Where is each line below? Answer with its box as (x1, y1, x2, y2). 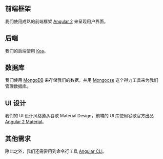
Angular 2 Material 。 (5, 119, 46, 125)
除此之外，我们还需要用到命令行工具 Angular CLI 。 (5, 148, 107, 154)
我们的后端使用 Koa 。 (5, 48, 49, 53)
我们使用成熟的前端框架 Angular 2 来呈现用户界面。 (5, 18, 108, 24)
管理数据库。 (5, 83, 31, 89)
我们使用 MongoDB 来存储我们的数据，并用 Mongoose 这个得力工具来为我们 (5, 77, 159, 83)
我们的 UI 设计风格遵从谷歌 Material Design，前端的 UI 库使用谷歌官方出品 (5, 113, 154, 119)
